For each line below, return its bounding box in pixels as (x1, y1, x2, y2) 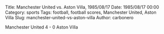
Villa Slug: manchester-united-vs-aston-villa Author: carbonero (5, 15, 134, 20)
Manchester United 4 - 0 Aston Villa (5, 24, 78, 30)
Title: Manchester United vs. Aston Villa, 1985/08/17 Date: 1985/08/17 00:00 (5, 4, 159, 10)
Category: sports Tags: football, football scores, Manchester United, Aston (5, 9, 157, 15)
